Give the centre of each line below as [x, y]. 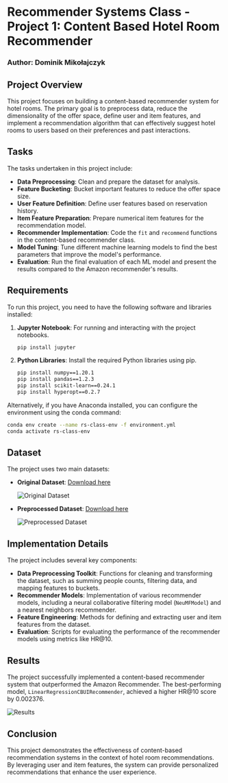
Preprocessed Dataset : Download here [73, 509]
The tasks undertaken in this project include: [70, 168]
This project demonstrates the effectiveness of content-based [95, 750]
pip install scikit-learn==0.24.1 [66, 386]
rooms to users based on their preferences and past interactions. [99, 130]
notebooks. [33, 335]
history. [28, 210]
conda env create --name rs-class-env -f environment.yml [91, 425]
